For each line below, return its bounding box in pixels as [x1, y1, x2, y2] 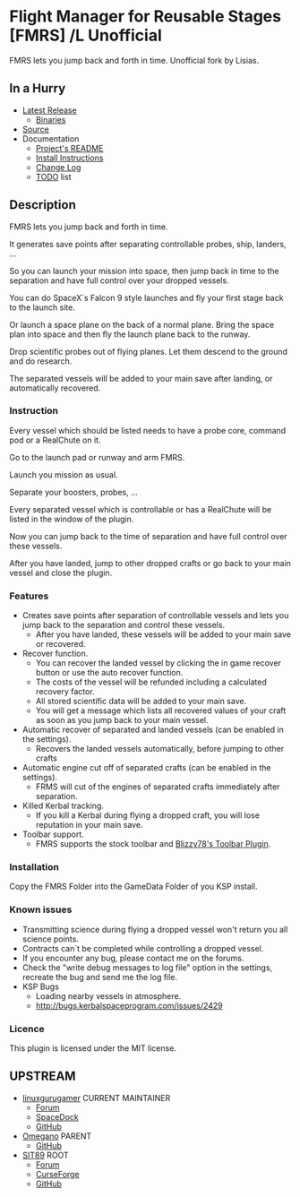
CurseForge [35, 1168, 80, 1179]
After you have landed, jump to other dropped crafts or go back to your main [9, 557, 291, 568]
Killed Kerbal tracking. [21, 800, 105, 812]
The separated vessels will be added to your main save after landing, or [9, 373, 273, 383]
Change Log [35, 161, 81, 172]
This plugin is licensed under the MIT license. [9, 1043, 177, 1054]
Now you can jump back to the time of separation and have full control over [9, 530, 288, 541]
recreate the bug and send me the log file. [21, 971, 177, 982]
